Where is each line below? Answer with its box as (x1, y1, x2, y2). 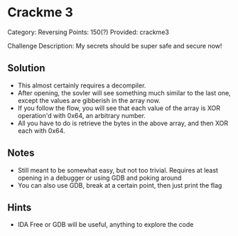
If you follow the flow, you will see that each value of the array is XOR (17, 104, 220, 112)
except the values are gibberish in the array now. (17, 96, 161, 104)
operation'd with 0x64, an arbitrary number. (17, 111, 146, 119)
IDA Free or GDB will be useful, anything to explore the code (17, 220, 194, 229)
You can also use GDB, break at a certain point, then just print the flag (17, 181, 222, 189)
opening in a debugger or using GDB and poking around (17, 173, 182, 182)
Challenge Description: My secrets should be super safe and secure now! (7, 41, 222, 50)
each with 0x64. (17, 126, 65, 135)
